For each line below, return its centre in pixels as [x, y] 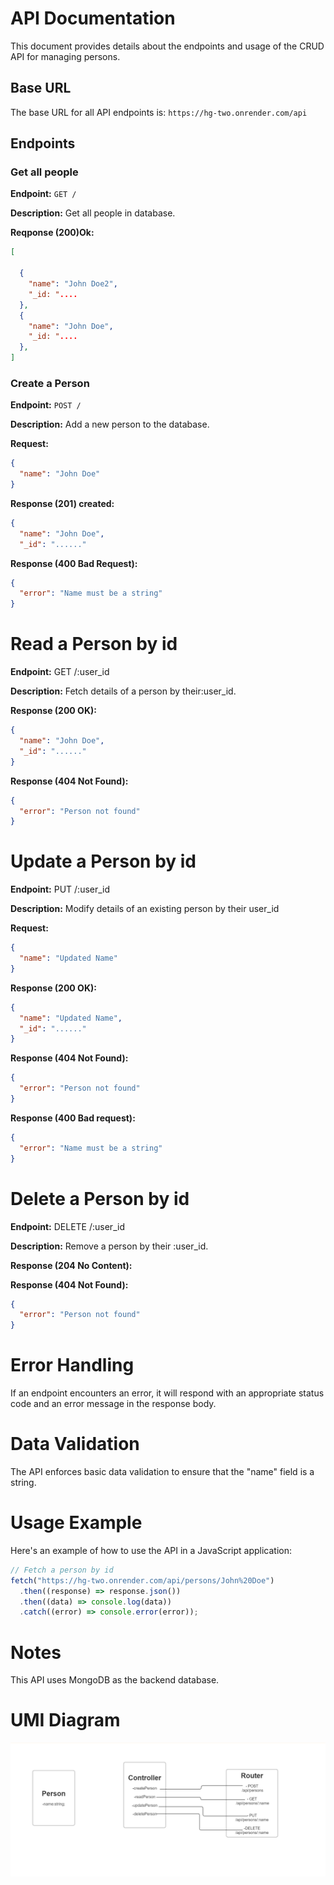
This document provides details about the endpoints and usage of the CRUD [167, 46]
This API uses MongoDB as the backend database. [115, 1680]
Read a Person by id [94, 644]
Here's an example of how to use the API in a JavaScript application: [151, 1550]
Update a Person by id [103, 861]
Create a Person [50, 383]
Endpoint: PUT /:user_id [60, 889]
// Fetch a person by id [62, 1570]
